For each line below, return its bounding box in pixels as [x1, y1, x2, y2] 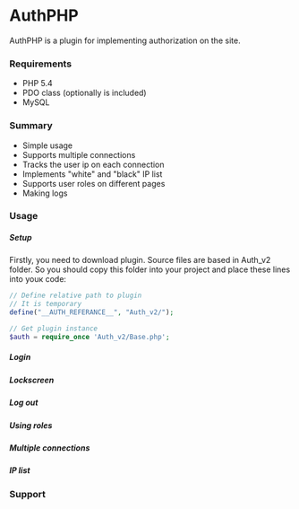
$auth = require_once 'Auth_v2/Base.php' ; [9, 332, 170, 341]
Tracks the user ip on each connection [21, 159, 165, 170]
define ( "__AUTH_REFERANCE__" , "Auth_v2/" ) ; [9, 308, 175, 317]
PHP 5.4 [21, 78, 54, 89]
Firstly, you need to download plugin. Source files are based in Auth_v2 [9, 255, 271, 266]
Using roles [9, 419, 53, 431]
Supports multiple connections [21, 149, 136, 160]
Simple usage [21, 140, 73, 151]
